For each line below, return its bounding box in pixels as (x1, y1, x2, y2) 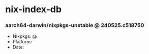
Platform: (12, 39, 32, 45)
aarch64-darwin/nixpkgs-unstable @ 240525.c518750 (5, 22, 144, 29)
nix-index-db (5, 4, 62, 15)
